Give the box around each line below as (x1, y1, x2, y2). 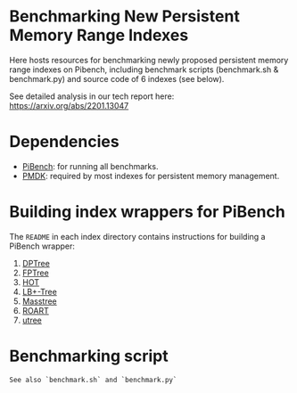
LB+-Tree (21, 286, 58, 297)
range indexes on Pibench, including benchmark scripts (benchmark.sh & (9, 64, 279, 75)
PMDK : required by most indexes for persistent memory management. (21, 170, 280, 181)
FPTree (21, 267, 49, 278)
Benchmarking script (9, 346, 169, 366)
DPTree (21, 258, 51, 268)
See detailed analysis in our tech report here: (9, 91, 175, 102)
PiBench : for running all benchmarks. (21, 160, 159, 171)
